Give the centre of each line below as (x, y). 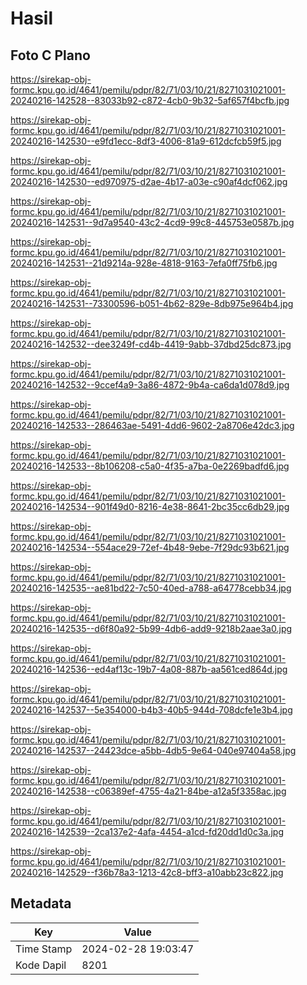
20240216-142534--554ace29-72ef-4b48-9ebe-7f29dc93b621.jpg (150, 547)
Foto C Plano (50, 55)
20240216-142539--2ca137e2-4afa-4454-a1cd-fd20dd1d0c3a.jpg (147, 831)
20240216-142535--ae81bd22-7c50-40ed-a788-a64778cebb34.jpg (151, 588)
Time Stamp (44, 949)
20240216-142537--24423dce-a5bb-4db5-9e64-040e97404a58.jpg (153, 750)
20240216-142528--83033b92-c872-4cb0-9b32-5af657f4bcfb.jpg (150, 100)
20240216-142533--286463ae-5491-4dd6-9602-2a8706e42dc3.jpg (152, 425)
